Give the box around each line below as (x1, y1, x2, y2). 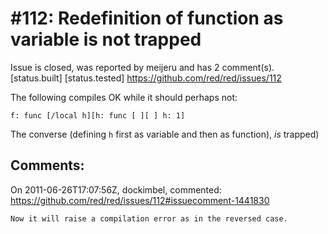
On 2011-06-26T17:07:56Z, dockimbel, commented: (10, 183, 222, 196)
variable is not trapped (10, 28, 202, 51)
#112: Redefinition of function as (10, 7, 284, 30)
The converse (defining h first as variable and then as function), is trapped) (10, 128, 320, 140)
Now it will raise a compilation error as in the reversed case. (10, 213, 288, 224)
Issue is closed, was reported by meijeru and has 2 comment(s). (10, 61, 275, 73)
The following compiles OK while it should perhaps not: (10, 91, 238, 103)
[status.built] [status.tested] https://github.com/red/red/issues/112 (10, 72, 282, 84)
